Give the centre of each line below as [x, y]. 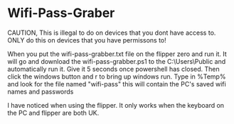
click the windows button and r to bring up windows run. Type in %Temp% [117, 77]
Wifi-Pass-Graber [61, 13]
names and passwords [41, 91]
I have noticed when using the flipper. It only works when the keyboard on [116, 105]
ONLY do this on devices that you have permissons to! [87, 40]
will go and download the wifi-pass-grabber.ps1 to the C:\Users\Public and [117, 61]
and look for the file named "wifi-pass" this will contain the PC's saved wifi [117, 84]
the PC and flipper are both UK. [53, 113]
